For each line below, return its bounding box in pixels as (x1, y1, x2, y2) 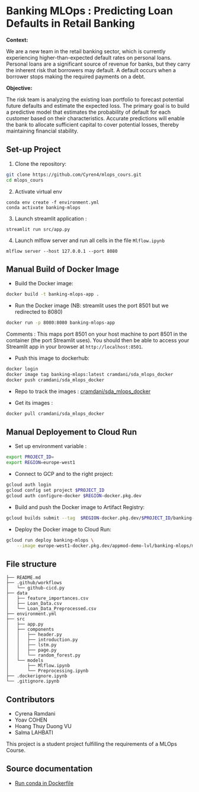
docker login (6, 366, 38, 372)
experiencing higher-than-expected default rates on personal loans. (6, 54, 172, 61)
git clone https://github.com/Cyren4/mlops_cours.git (6, 172, 142, 178)
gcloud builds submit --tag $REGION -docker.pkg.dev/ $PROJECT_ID (6, 515, 171, 521)
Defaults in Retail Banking (6, 17, 135, 30)
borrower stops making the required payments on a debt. (6, 73, 146, 80)
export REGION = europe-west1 (6, 460, 76, 466)
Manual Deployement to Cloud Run (6, 427, 137, 437)
